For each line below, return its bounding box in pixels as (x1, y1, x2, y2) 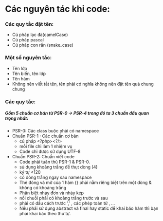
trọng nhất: (5, 115, 29, 121)
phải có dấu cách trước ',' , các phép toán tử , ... (19, 200, 115, 206)
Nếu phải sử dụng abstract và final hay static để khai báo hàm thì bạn (19, 205, 159, 211)
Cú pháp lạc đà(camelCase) (12, 32, 68, 37)
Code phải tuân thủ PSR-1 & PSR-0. (19, 159, 90, 165)
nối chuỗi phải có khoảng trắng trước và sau (19, 195, 108, 201)
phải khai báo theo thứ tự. (19, 210, 71, 216)
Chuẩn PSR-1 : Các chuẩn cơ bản (12, 133, 79, 139)
